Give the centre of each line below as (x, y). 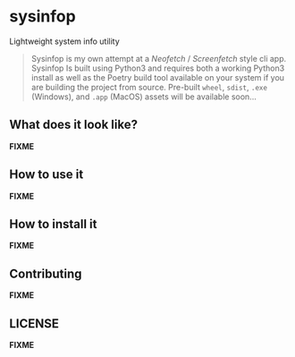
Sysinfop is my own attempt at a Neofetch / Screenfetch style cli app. (159, 58)
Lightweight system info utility (65, 41)
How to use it (46, 175)
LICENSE (34, 323)
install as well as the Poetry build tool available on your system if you (157, 77)
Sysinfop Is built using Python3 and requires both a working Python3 (158, 68)
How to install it (53, 224)
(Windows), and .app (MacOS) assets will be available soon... (143, 97)
